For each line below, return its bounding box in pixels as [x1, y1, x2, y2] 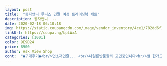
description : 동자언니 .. [5, 16, 57, 21]
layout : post [5, 7, 32, 12]
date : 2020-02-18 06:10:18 [5, 21, 61, 26]
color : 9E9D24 [5, 40, 35, 45]
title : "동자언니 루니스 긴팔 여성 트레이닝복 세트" [5, 12, 100, 17]
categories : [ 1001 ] [5, 35, 46, 40]
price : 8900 [5, 44, 30, 49]
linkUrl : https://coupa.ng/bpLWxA [5, 30, 77, 35]
